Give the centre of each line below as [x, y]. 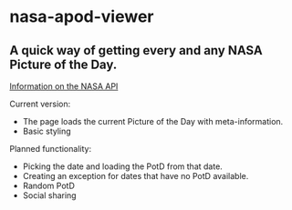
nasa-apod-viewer [82, 17]
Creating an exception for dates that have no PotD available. [136, 176]
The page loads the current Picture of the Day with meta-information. [153, 121]
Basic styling [47, 131]
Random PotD [48, 185]
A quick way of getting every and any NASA [136, 50]
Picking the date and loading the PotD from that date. [123, 166]
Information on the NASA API [64, 86]
